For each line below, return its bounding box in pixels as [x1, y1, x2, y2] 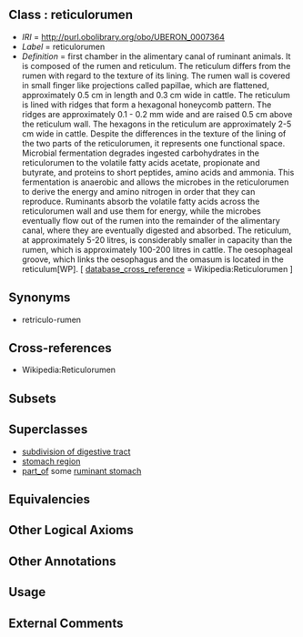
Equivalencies [8, 491, 90, 508]
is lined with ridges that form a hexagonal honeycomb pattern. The [21, 99, 272, 110]
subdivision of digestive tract [21, 446, 131, 457]
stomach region [21, 455, 81, 467]
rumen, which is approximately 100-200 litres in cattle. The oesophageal [21, 244, 293, 255]
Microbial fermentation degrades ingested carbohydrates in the [21, 147, 260, 158]
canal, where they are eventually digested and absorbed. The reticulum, [21, 225, 292, 236]
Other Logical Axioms [8, 522, 134, 538]
